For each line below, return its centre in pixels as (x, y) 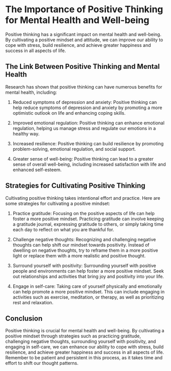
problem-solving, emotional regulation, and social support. (74, 149)
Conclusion (24, 318)
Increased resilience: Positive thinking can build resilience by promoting (88, 143)
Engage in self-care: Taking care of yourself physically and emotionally (87, 286)
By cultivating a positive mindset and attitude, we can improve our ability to (84, 40)
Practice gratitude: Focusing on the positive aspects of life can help (83, 213)
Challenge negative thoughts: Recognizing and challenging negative (84, 239)
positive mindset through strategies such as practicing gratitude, (73, 336)
